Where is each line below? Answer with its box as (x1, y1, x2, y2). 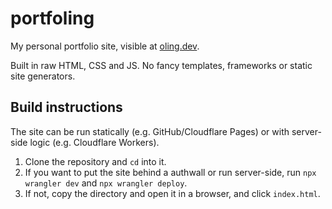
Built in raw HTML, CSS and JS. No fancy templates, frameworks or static (10, 59, 313, 71)
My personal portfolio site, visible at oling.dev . (10, 40, 200, 52)
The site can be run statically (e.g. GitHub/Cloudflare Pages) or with (10, 125, 290, 137)
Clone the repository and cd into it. (24, 155, 167, 167)
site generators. (10, 70, 76, 82)
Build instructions (10, 99, 123, 116)
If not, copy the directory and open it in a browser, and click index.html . (24, 187, 321, 199)
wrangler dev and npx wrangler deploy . (24, 177, 188, 189)
